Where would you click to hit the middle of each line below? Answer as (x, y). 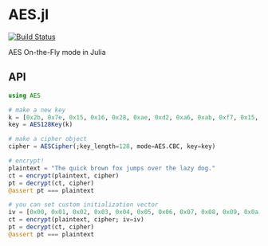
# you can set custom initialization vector (83, 205)
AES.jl (29, 15)
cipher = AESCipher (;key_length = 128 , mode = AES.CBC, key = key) (112, 146)
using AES (25, 96)
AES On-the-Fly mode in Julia (57, 52)
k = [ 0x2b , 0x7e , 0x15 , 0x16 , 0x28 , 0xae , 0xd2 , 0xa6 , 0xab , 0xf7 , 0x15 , (134, 117)
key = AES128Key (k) (41, 125)
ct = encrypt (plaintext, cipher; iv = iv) (77, 220)
